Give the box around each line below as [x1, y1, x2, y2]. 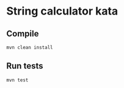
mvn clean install [6, 44, 53, 50]
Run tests [6, 61, 43, 71]
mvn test [6, 77, 29, 83]
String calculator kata [6, 4, 119, 18]
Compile [6, 29, 39, 39]
